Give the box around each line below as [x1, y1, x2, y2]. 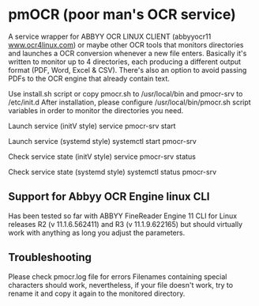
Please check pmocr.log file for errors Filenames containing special [8, 271, 227, 281]
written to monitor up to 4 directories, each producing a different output [8, 57, 242, 66]
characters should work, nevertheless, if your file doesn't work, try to [8, 280, 234, 289]
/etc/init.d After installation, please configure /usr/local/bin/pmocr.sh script [8, 97, 251, 107]
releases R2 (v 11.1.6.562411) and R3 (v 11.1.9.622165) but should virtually [8, 219, 243, 229]
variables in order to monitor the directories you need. [8, 105, 184, 115]
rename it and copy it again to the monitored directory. [8, 289, 186, 298]
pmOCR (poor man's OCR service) [8, 6, 237, 24]
